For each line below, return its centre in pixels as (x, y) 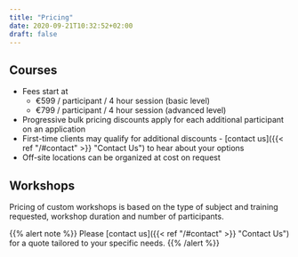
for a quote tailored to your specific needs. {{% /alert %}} (114, 243)
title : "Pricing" (41, 17)
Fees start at (45, 92)
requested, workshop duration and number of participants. (117, 216)
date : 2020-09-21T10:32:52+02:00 (71, 26)
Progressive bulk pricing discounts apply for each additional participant (153, 120)
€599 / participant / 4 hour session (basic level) (123, 101)
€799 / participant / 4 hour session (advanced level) (131, 110)
